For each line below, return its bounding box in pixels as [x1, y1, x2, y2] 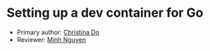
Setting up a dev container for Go [6, 5, 204, 21]
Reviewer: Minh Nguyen [16, 35, 86, 43]
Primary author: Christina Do [16, 28, 100, 36]
